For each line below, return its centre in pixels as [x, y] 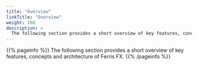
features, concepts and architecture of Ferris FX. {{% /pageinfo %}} [88, 57]
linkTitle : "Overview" [34, 17]
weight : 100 [21, 22]
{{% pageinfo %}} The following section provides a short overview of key [95, 50]
